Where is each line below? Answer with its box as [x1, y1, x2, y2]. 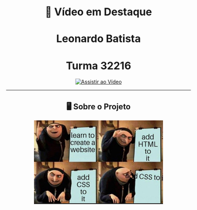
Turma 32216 [66, 59, 131, 72]
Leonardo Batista [56, 32, 141, 46]
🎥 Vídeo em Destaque [45, 5, 152, 19]
